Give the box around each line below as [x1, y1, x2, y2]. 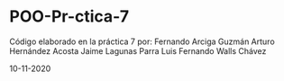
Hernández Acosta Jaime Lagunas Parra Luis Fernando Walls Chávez [9, 45, 267, 56]
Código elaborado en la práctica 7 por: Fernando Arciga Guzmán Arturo [9, 36, 275, 47]
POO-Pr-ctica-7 [9, 6, 129, 27]
